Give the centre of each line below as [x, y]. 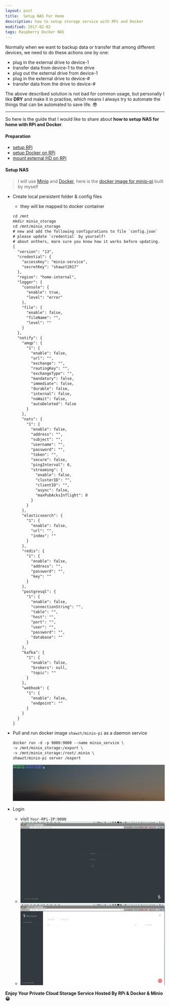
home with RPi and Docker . [34, 125]
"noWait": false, [49, 399]
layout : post [19, 11]
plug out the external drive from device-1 [55, 73]
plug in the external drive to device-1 [51, 62]
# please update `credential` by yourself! [59, 236]
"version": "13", [36, 252]
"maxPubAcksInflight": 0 [61, 495]
